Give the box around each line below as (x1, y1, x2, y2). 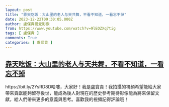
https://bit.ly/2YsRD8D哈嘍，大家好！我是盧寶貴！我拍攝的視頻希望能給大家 (5, 83, 162, 89)
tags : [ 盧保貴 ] (5, 31, 39, 36)
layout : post (5, 7, 33, 13)
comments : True (5, 36, 37, 41)
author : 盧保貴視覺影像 (5, 21, 50, 27)
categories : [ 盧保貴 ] (5, 40, 53, 45)
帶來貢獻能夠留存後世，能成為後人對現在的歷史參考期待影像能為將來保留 (5, 90, 155, 96)
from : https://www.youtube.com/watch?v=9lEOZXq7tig (5, 26, 116, 31)
